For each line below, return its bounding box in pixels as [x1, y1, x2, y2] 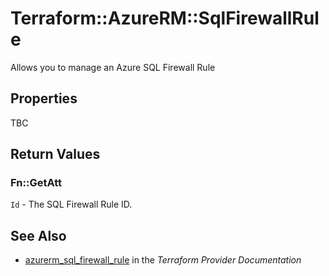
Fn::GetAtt [10, 176, 62, 190]
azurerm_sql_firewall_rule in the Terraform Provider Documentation [24, 254, 302, 266]
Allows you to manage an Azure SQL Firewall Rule [10, 61, 216, 73]
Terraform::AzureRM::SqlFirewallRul [10, 7, 320, 30]
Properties [10, 90, 78, 107]
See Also [10, 227, 67, 244]
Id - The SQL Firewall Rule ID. [10, 198, 133, 211]
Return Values [10, 146, 101, 163]
